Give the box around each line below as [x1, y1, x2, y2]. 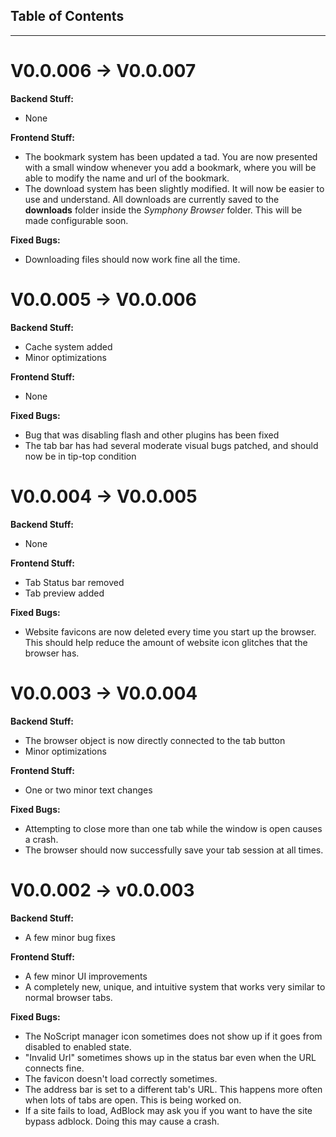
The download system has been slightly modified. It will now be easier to [24, 182, 325, 194]
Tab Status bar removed [24, 576, 125, 588]
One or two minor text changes [24, 784, 153, 796]
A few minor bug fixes [24, 931, 116, 943]
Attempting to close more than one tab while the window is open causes [24, 822, 323, 834]
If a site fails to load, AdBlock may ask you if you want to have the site [24, 1104, 313, 1116]
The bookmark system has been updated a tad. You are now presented [24, 150, 318, 163]
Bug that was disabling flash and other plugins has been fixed [24, 429, 280, 441]
